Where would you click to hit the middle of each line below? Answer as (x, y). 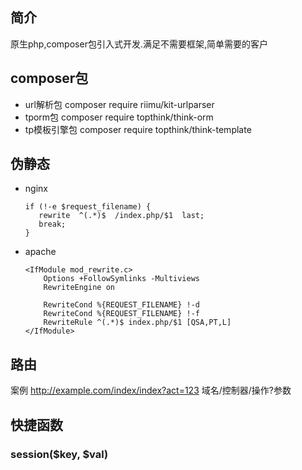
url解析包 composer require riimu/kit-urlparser (119, 104)
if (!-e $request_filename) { (88, 207)
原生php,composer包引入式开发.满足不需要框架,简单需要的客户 (139, 44)
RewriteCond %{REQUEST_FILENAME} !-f (121, 314)
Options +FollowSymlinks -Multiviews (121, 279)
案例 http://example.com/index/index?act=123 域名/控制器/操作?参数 (151, 390)
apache (40, 252)
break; (52, 224)
